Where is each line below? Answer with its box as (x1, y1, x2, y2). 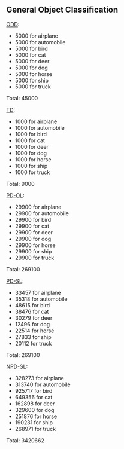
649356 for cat (14, 393, 53, 401)
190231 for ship (14, 419, 53, 426)
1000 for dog (14, 149, 47, 157)
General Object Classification (6, 5, 119, 15)
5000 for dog (14, 64, 48, 71)
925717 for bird (14, 387, 53, 394)
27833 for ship (14, 333, 52, 340)
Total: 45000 (6, 94, 38, 102)
